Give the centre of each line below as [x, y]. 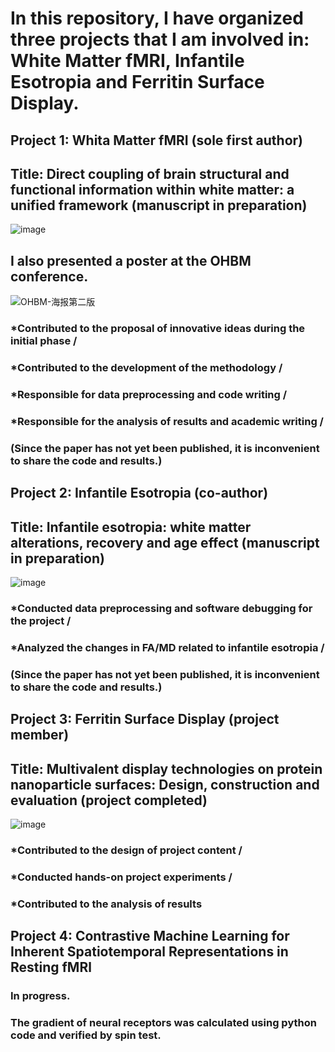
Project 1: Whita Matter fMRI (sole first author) [156, 140]
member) [40, 735]
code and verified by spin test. [86, 1035]
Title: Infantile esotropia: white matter [131, 527]
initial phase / [44, 341]
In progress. [40, 996]
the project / [41, 620]
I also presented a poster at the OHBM [131, 260]
